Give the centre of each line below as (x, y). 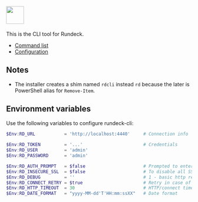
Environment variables (49, 109)
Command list (32, 45)
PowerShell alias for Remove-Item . (55, 90)
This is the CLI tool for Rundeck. (45, 34)
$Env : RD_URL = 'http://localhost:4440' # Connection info (97, 134)
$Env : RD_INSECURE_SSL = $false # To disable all (96, 171)
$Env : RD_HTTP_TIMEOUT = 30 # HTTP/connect (93, 188)
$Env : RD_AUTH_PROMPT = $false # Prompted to (92, 166)
